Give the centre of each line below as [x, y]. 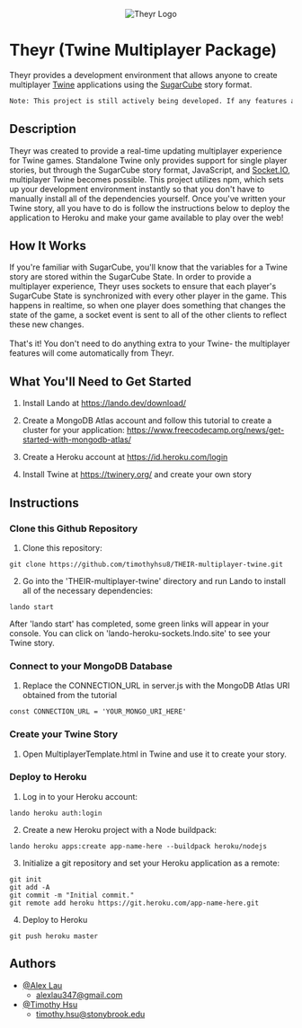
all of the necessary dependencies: [88, 590]
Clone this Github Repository [74, 528]
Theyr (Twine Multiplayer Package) [143, 50]
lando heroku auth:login [56, 813]
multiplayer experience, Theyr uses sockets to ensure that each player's [143, 287]
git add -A [30, 887]
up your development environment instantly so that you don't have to [137, 189]
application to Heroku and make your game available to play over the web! [147, 217]
